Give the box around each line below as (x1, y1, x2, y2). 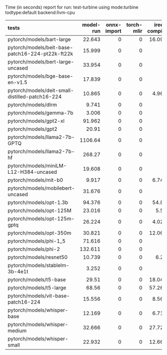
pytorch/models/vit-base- (7, 292, 70, 299)
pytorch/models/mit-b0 (7, 177, 63, 183)
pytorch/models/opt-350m (7, 230, 72, 236)
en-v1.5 (7, 79, 28, 86)
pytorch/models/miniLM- (7, 162, 67, 169)
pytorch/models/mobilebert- (7, 185, 75, 191)
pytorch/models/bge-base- (7, 73, 74, 79)
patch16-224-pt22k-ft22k (7, 50, 74, 57)
